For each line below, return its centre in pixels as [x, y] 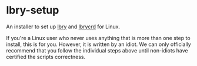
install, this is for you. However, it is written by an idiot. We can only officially [98, 44]
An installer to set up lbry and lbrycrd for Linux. [63, 27]
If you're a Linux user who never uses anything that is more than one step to [98, 38]
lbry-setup [33, 10]
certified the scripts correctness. [46, 57]
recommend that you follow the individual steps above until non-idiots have [97, 50]
